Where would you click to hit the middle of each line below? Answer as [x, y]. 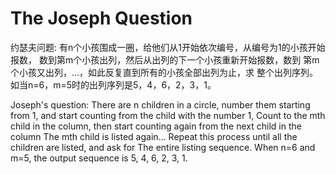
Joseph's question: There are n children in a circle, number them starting [160, 104]
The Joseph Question [101, 18]
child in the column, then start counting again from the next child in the [156, 126]
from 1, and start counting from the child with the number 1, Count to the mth [168, 115]
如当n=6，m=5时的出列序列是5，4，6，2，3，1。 [113, 84]
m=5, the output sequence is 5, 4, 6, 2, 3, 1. [99, 158]
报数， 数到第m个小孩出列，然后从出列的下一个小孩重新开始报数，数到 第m [165, 59]
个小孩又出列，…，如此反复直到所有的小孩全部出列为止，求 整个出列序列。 [164, 72]
